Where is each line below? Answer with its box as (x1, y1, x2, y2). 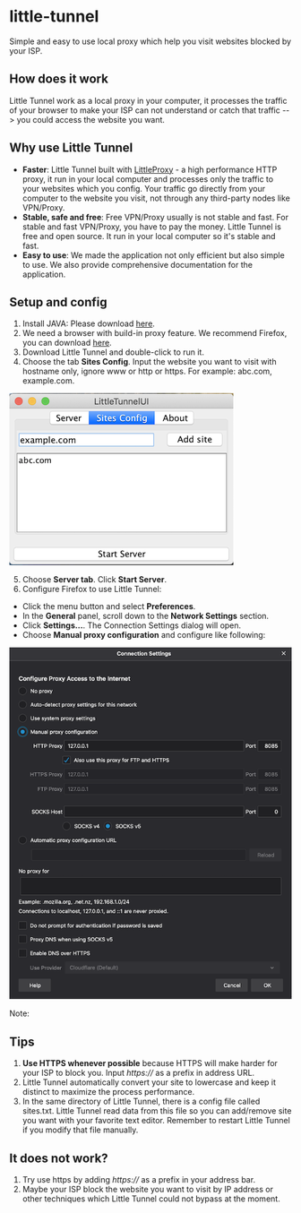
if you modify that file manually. (21, 1124, 139, 1135)
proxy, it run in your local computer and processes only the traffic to (21, 173, 274, 185)
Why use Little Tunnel (9, 141, 133, 156)
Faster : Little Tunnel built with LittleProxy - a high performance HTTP (21, 164, 278, 175)
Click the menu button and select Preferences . (21, 601, 196, 612)
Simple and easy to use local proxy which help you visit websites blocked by (9, 36, 292, 47)
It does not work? (9, 1150, 109, 1166)
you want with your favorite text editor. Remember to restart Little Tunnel (21, 1115, 291, 1126)
